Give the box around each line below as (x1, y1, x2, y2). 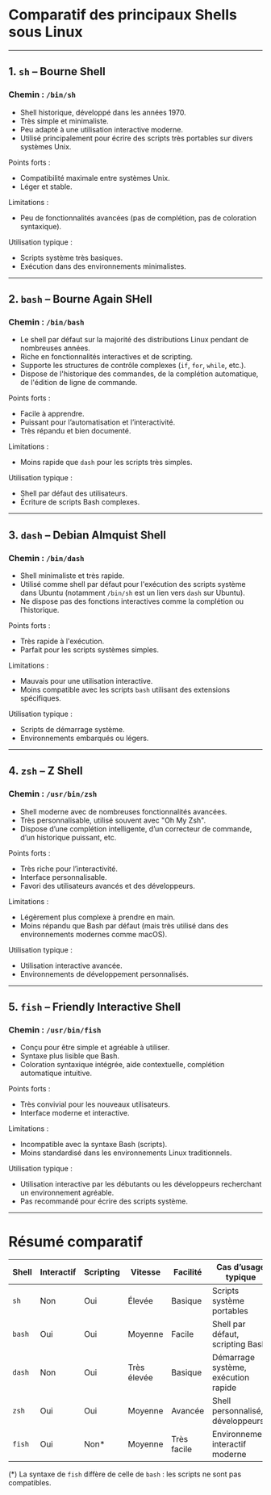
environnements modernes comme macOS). (19, 929, 168, 939)
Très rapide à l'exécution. (19, 636, 105, 646)
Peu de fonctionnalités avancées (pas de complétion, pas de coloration (19, 212, 256, 223)
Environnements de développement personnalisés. (19, 969, 190, 978)
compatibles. (8, 1478, 52, 1488)
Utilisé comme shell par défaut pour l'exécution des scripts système (19, 580, 246, 588)
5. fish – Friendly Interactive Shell (8, 1000, 181, 1014)
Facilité (173, 1267, 202, 1278)
